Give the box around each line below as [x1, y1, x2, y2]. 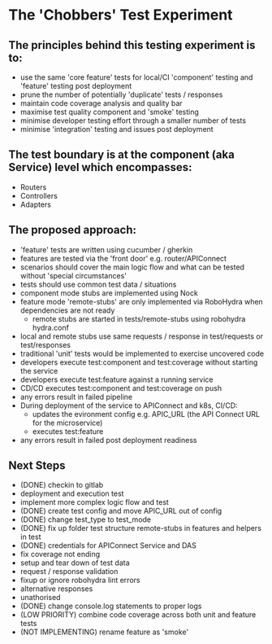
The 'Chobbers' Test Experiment [8, 6, 233, 24]
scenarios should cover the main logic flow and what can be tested [19, 262, 245, 272]
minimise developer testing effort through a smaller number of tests [19, 116, 246, 125]
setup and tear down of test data [19, 558, 130, 567]
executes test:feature [32, 426, 104, 436]
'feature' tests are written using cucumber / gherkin [19, 244, 193, 254]
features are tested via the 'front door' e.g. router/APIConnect [19, 253, 227, 263]
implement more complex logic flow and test [19, 497, 169, 507]
